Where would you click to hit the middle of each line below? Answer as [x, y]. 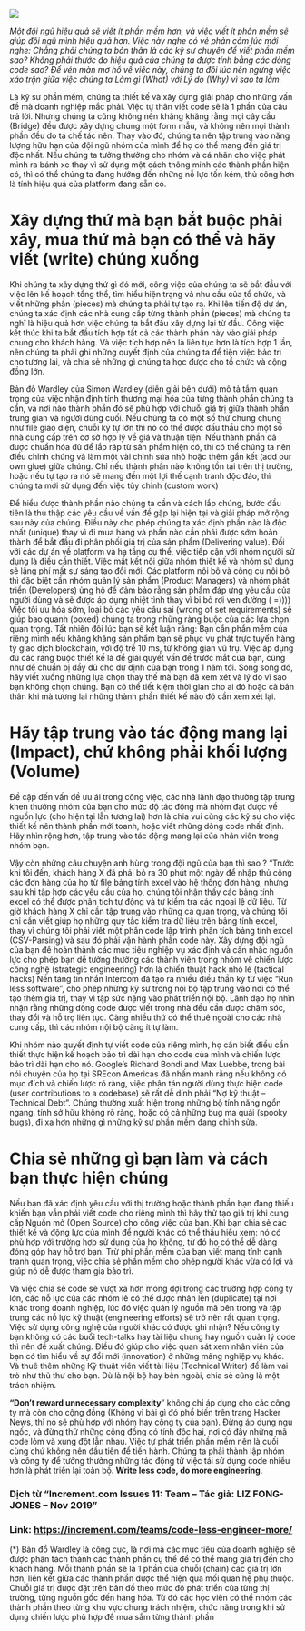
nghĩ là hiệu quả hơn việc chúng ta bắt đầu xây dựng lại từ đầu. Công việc [147, 323]
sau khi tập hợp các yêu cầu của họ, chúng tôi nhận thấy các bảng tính [142, 892]
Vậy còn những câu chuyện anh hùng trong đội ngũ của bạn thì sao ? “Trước [152, 863]
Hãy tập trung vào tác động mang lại [148, 733]
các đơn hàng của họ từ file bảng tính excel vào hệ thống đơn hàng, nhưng [149, 882]
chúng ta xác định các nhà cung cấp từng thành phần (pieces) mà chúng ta [150, 313]
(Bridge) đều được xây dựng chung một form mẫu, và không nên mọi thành [149, 126]
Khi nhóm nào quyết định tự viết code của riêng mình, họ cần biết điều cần [149, 1045]
